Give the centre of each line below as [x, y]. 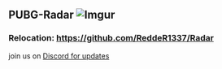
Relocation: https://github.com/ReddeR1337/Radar [111, 38]
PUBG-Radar [41, 15]
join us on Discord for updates [59, 56]
